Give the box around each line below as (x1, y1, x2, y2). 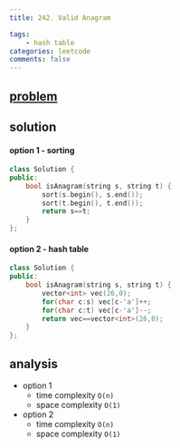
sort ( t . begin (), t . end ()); (42, 199, 144, 208)
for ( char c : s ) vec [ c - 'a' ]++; (42, 297, 152, 307)
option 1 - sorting (9, 144, 75, 155)
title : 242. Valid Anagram (9, 13, 111, 23)
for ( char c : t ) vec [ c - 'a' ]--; (42, 306, 152, 315)
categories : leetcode (9, 46, 91, 55)
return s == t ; (42, 207, 91, 216)
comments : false (9, 55, 71, 64)
